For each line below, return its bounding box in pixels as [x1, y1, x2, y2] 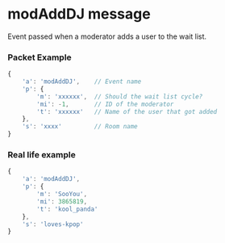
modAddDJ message [7, 5, 151, 23]
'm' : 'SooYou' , [36, 191, 88, 199]
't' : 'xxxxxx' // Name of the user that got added [36, 107, 218, 115]
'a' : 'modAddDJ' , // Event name [22, 78, 142, 86]
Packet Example [7, 52, 72, 63]
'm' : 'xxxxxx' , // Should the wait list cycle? [36, 92, 203, 101]
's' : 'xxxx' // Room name [22, 123, 138, 131]
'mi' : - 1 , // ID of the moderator [36, 100, 174, 108]
